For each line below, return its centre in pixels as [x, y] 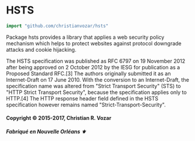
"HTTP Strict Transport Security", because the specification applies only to [97, 92]
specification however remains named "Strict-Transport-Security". [86, 105]
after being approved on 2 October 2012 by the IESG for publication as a [93, 67]
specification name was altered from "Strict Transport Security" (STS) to [94, 86]
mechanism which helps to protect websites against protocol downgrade [94, 43]
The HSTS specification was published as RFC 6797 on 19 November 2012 [96, 61]
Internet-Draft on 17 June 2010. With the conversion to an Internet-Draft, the [97, 79]
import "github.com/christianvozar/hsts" [57, 26]
